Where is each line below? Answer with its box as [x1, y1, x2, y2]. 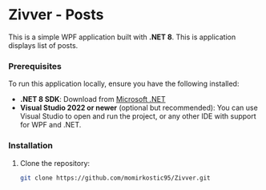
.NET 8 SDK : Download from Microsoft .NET [19, 95, 166, 104]
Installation [8, 140, 54, 152]
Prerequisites [8, 60, 62, 71]
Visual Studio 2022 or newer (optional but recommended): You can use [19, 103, 258, 113]
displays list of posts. [8, 40, 79, 50]
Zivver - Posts [8, 6, 104, 24]
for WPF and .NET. [19, 120, 82, 130]
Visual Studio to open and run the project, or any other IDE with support [19, 111, 256, 121]
